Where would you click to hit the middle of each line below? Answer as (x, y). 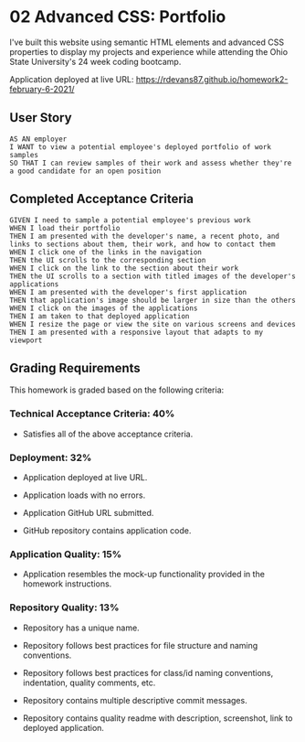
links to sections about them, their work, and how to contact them (142, 244)
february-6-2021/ (42, 89)
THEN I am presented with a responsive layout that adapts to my (136, 332)
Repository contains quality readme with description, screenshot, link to (158, 718)
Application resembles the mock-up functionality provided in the (143, 575)
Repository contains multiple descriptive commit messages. (135, 700)
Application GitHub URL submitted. (88, 512)
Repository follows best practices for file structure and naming (140, 645)
